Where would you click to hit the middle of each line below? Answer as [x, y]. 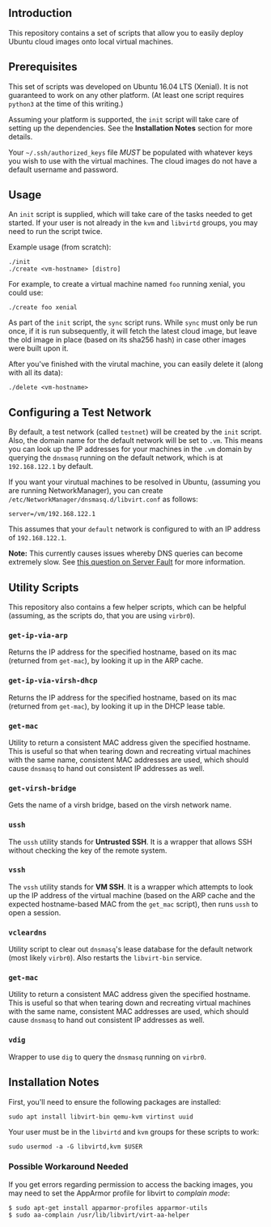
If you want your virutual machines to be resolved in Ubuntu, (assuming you [134, 482]
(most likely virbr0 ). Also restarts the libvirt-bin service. [105, 958]
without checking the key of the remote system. [88, 850]
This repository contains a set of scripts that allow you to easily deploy [126, 32]
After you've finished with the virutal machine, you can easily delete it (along [136, 364]
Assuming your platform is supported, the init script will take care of [124, 119]
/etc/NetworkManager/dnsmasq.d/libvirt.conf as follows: [103, 499]
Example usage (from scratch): [60, 247]
